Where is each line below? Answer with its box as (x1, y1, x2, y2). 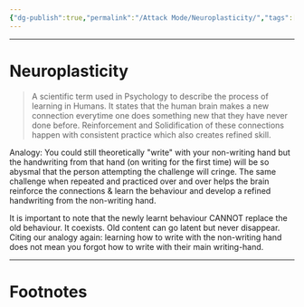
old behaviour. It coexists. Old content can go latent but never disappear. (9, 222, 280, 233)
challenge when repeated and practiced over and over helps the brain (9, 176, 270, 187)
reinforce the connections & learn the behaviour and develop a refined (9, 185, 271, 196)
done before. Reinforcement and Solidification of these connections (31, 120, 285, 130)
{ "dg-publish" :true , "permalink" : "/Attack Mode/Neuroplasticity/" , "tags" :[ (9, 13, 298, 23)
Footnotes (9, 282, 88, 302)
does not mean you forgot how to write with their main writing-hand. (9, 241, 264, 252)
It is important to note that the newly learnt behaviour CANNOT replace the (9, 212, 288, 223)
